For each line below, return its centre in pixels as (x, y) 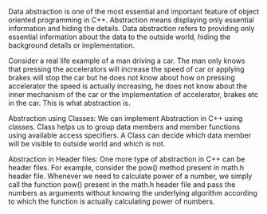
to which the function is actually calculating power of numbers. (112, 201)
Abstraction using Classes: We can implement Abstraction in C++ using (126, 118)
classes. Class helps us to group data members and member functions (124, 127)
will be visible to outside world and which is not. (87, 144)
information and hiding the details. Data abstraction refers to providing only (132, 28)
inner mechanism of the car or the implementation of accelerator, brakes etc (133, 94)
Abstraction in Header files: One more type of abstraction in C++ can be (127, 159)
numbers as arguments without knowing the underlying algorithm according (133, 193)
